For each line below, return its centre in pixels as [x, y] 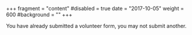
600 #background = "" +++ [39, 15]
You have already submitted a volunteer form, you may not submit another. [96, 26]
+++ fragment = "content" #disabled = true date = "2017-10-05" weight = [95, 8]
